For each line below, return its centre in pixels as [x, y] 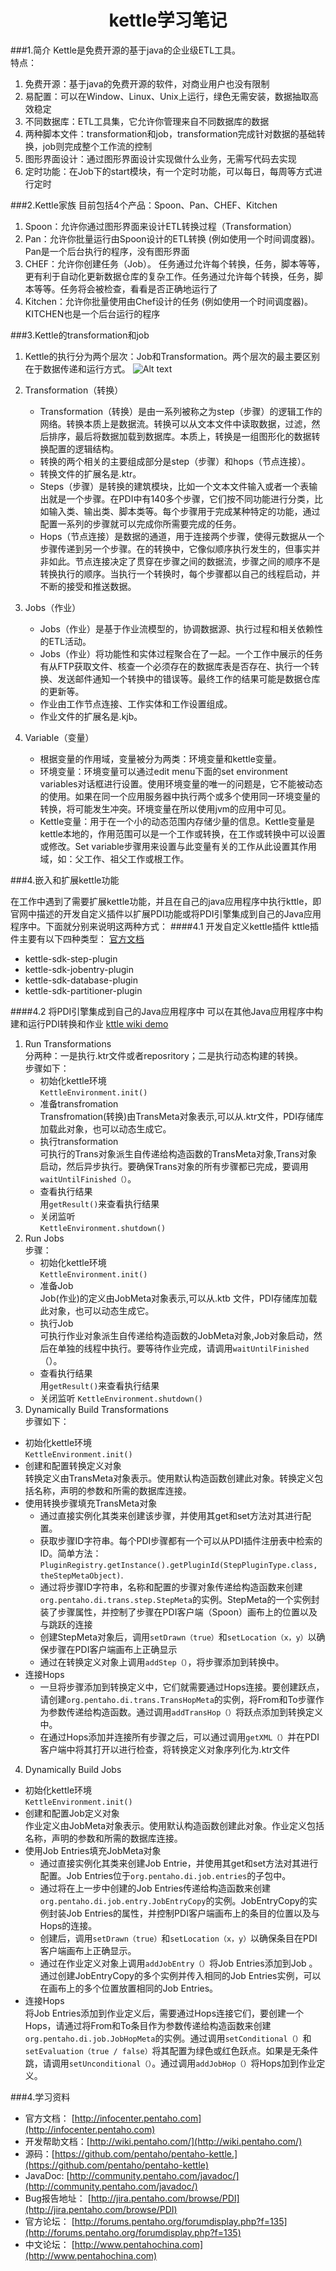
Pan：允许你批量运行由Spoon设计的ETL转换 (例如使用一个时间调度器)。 [172, 238]
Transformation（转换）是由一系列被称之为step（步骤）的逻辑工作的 [181, 411]
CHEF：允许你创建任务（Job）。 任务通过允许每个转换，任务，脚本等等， [175, 263]
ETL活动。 [70, 641]
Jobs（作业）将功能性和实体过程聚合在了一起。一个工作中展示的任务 [181, 653]
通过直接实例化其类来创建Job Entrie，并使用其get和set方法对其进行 [179, 1863]
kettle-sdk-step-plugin [71, 958]
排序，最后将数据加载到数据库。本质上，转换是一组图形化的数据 [180, 436]
